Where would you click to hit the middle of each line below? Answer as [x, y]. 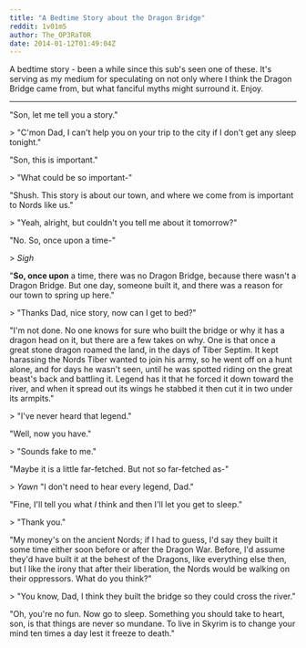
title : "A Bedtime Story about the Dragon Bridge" [107, 18]
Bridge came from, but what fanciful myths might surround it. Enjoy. [137, 89]
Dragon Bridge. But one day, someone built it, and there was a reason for [146, 286]
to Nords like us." [41, 205]
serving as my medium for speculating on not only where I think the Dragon [151, 79]
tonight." [25, 142]
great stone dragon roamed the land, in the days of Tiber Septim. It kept [144, 350]
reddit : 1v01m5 [38, 26]
